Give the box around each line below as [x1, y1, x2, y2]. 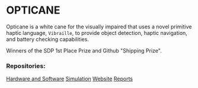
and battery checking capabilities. [6, 35, 89, 43]
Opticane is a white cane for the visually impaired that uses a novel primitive [6, 23, 192, 30]
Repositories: [6, 61, 46, 70]
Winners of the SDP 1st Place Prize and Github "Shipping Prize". [6, 47, 162, 54]
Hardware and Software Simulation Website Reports [6, 75, 133, 83]
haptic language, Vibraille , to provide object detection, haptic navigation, [6, 29, 188, 36]
